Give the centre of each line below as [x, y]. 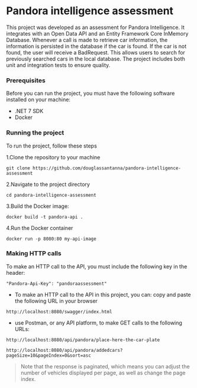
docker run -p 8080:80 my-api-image [51, 239]
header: [16, 272]
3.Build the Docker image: [38, 206]
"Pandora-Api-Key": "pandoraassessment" [57, 283]
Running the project [35, 133]
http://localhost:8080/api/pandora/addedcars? [64, 350]
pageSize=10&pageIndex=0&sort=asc [49, 355]
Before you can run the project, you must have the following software [91, 94]
